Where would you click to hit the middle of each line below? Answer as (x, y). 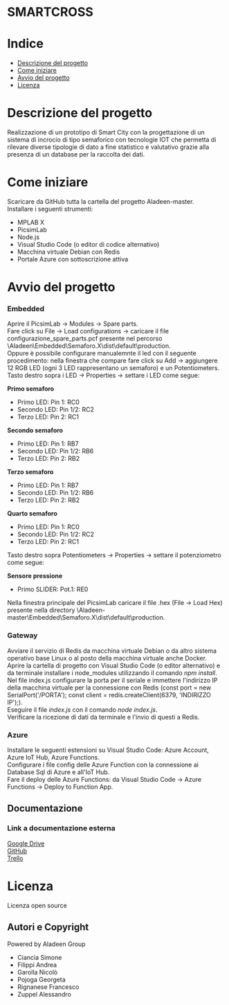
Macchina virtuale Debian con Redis (68, 252)
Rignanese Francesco (48, 987)
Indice (25, 44)
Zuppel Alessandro (44, 994)
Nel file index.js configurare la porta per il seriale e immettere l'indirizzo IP (112, 680)
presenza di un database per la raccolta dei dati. (76, 155)
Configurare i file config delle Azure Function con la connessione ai (103, 765)
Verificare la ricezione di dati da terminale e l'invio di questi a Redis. (103, 717)
